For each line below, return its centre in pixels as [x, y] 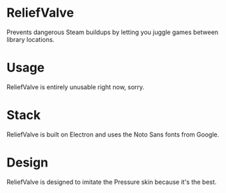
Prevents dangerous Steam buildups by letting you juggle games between [113, 32]
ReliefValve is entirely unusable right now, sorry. [75, 87]
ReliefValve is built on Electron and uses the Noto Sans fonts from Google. [113, 134]
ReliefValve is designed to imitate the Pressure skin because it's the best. [112, 182]
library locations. [31, 39]
